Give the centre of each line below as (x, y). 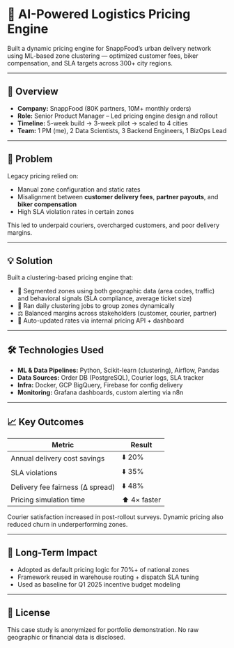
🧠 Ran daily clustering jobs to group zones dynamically (96, 306)
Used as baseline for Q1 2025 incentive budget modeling (99, 584)
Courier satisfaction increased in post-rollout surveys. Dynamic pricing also (116, 517)
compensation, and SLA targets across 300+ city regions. (90, 63)
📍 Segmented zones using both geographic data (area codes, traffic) (116, 291)
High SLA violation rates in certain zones (76, 211)
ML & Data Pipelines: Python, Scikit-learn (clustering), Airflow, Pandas (118, 370)
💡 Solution (30, 261)
